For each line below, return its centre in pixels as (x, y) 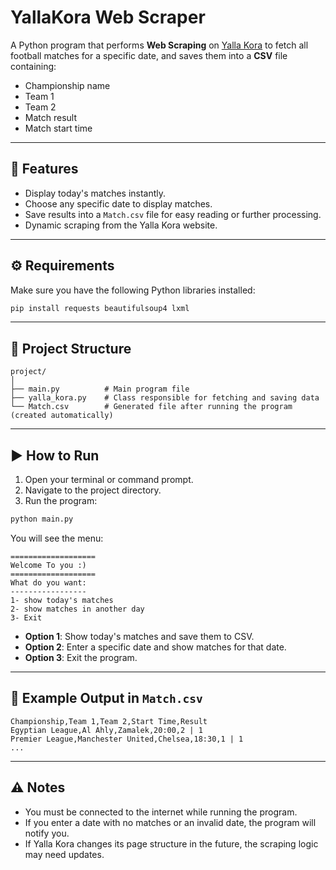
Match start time (58, 128)
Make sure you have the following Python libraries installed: (133, 290)
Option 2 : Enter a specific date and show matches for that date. (155, 647)
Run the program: (61, 501)
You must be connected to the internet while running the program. (161, 812)
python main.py (42, 519)
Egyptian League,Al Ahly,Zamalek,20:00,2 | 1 (106, 730)
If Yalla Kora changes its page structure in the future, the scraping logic (171, 843)
